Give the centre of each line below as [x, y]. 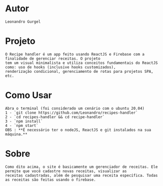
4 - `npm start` [22, 125]
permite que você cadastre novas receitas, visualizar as [66, 171]
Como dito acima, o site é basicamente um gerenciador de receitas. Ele [81, 167]
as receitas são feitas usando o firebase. [51, 180]
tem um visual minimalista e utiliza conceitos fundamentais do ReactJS [81, 63]
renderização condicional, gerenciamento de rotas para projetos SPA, [79, 71]
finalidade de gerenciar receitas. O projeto [53, 59]
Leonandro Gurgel [23, 22]
